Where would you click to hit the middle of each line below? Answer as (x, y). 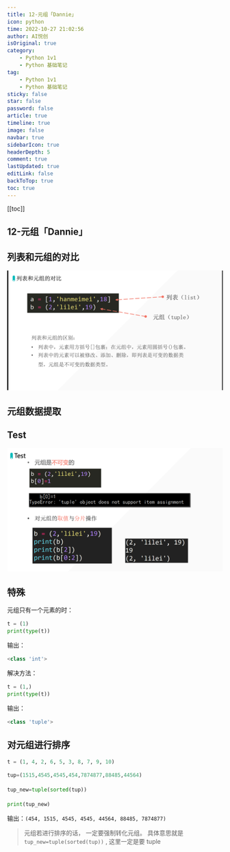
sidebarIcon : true (33, 145)
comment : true (27, 159)
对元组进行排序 (39, 745)
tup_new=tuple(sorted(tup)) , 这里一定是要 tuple (92, 841)
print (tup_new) (29, 804)
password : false (30, 109)
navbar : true (26, 137)
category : (21, 51)
